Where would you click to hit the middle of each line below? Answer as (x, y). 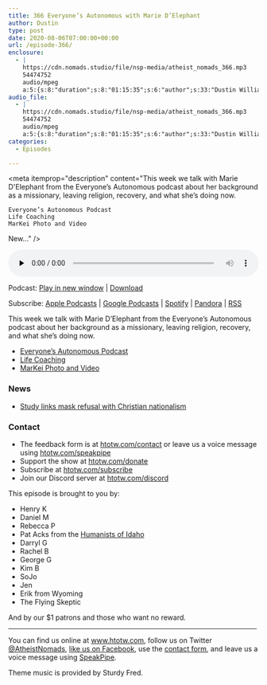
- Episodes (33, 149)
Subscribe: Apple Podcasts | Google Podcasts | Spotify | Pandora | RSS (125, 303)
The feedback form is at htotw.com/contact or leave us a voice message (138, 444)
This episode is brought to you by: (64, 493)
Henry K (33, 509)
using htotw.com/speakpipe (65, 452)
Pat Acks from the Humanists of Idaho (82, 534)
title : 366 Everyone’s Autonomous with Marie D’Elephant (104, 16)
